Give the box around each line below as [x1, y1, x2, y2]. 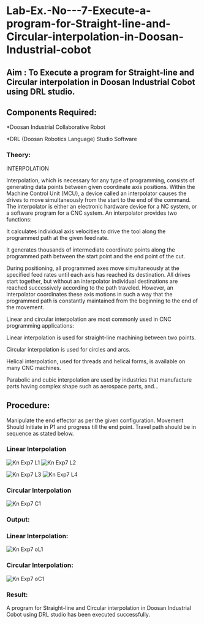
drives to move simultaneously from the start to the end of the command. [6, 196, 191, 203]
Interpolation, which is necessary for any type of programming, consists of [6, 176, 195, 184]
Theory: [6, 151, 31, 160]
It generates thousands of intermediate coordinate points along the [6, 246, 176, 253]
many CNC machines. [6, 364, 61, 371]
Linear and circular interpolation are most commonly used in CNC [6, 315, 172, 323]
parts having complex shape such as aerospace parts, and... [6, 382, 159, 390]
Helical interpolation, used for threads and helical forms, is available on [6, 357, 186, 365]
